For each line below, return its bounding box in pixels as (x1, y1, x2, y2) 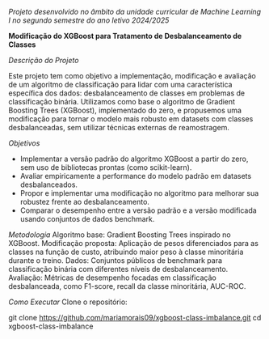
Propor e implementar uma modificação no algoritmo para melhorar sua (19, 189, 259, 197)
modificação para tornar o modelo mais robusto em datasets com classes (8, 114, 254, 124)
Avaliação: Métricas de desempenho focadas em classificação (8, 273, 216, 282)
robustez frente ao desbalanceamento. (19, 197, 149, 206)
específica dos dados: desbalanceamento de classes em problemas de (8, 88, 245, 98)
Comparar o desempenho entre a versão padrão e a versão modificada (19, 206, 257, 215)
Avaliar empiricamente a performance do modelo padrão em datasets (19, 172, 252, 180)
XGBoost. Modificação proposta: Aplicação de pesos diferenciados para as (8, 239, 258, 248)
